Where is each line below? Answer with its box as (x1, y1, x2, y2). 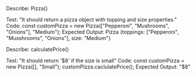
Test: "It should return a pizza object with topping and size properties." (6, 16, 177, 23)
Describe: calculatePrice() (6, 46, 69, 53)
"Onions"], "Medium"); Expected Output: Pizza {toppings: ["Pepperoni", (6, 28, 179, 35)
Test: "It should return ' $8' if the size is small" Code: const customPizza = (6, 57, 185, 64)
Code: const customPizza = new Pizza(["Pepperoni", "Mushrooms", (6, 23, 170, 29)
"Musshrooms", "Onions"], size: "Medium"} (6, 35, 111, 41)
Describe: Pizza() (6, 5, 48, 12)
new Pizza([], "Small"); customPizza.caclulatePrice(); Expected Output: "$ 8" (6, 63, 191, 70)
